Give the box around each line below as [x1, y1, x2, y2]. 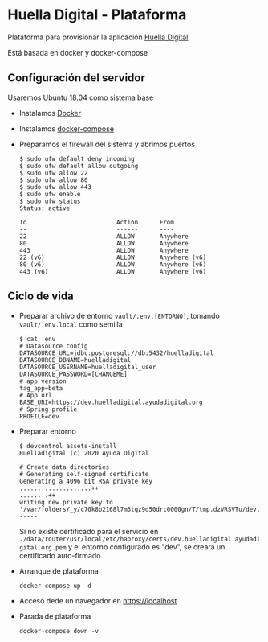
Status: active [18, 204, 71, 212]
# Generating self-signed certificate [18, 470, 149, 478]
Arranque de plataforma [18, 566, 99, 576]
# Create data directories [18, 463, 110, 471]
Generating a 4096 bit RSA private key [18, 477, 153, 485]
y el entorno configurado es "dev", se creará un [67, 541, 225, 552]
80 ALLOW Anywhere [18, 239, 189, 247]
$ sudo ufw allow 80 [18, 175, 88, 184]
